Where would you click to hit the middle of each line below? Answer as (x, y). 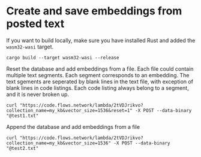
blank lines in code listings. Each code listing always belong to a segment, (97, 87)
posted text (35, 24)
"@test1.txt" (22, 116)
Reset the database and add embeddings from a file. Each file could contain (100, 69)
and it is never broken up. (38, 94)
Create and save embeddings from (94, 11)
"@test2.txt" (22, 148)
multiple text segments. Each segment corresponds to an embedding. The (98, 75)
